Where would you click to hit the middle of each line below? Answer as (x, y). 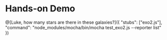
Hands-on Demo (40, 9)
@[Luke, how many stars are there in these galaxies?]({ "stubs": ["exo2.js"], (84, 22)
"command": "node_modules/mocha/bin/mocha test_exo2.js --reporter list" (83, 27)
